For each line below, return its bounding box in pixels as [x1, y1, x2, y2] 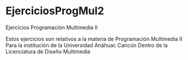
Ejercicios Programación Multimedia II [5, 24, 98, 31]
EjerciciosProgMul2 [5, 4, 104, 18]
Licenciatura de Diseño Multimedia [5, 48, 90, 55]
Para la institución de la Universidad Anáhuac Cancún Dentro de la [5, 42, 168, 49]
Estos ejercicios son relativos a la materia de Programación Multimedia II [5, 35, 183, 42]
